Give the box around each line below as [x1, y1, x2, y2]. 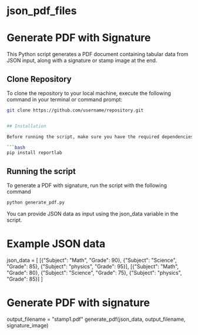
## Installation [6, 123, 46, 129]
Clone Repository [6, 74, 72, 84]
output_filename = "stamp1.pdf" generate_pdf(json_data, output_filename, [6, 316, 186, 323]
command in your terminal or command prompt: [6, 96, 123, 103]
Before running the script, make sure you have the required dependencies [6, 134, 194, 140]
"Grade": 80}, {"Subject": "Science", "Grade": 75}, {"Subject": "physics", [6, 269, 182, 276]
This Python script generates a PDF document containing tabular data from [6, 51, 189, 58]
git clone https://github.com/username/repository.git [6, 107, 144, 113]
